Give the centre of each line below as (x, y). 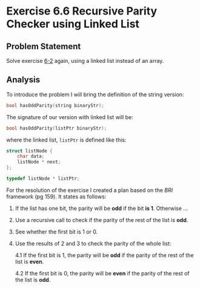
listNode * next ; (39, 162)
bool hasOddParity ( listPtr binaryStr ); (57, 128)
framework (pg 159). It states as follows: (56, 196)
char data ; (31, 156)
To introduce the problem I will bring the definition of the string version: (95, 94)
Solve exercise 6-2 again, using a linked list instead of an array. (85, 61)
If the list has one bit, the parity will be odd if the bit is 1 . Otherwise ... (101, 208)
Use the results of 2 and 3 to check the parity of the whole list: (93, 243)
